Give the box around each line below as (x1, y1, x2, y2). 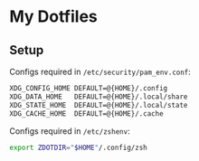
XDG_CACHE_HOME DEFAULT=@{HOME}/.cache (9, 109, 165, 118)
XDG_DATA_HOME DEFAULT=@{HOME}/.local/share (9, 92, 188, 101)
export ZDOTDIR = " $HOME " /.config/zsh (9, 143, 147, 152)
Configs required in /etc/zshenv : (9, 125, 130, 137)
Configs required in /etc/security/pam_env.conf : (9, 66, 192, 77)
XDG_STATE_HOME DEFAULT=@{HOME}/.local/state (9, 100, 188, 109)
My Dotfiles (9, 6, 98, 27)
